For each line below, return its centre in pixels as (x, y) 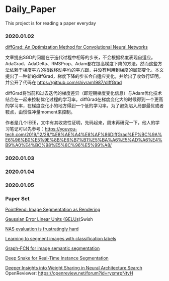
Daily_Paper (31, 9)
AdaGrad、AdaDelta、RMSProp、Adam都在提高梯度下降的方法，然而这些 (81, 64)
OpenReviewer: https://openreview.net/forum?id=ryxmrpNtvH (69, 273)
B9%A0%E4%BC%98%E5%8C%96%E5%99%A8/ (59, 145)
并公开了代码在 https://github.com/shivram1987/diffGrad (64, 83)
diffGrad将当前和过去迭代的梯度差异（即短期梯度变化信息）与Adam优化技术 (84, 93)
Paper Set (17, 198)
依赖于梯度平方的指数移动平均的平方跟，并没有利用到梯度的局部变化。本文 (87, 70)
